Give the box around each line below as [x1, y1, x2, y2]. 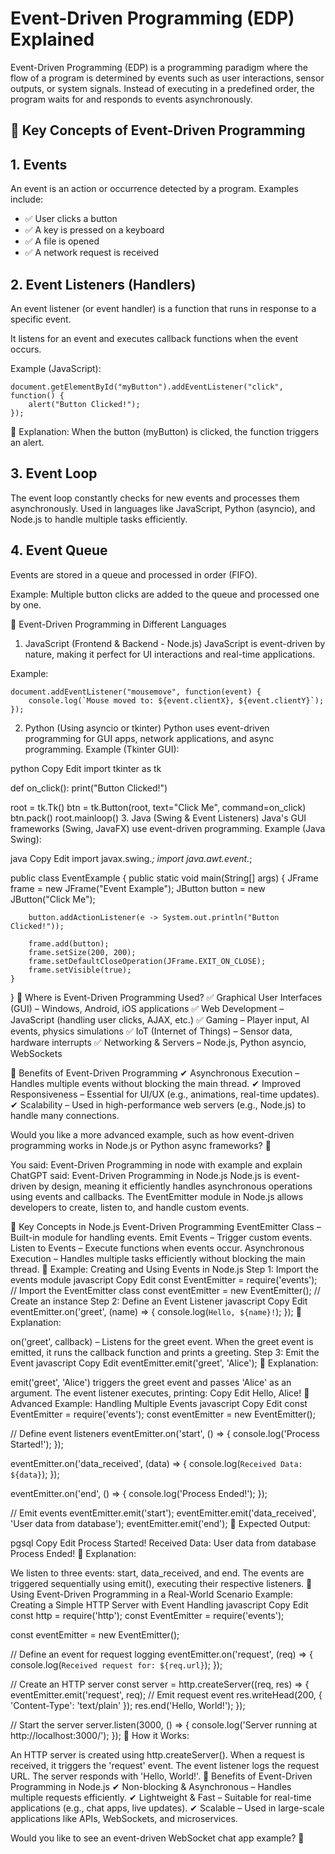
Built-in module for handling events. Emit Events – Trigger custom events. [10, 1231, 313, 1243]
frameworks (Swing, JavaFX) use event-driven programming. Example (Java [10, 822, 326, 834]
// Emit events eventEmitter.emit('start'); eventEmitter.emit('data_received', [10, 1507, 317, 1519]
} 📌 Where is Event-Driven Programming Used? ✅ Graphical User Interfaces [10, 991, 323, 1003]
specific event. [10, 313, 72, 325]
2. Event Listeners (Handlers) [10, 276, 197, 293]
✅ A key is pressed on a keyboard [24, 224, 165, 236]
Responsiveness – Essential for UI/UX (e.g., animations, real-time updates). [10, 1088, 320, 1100]
